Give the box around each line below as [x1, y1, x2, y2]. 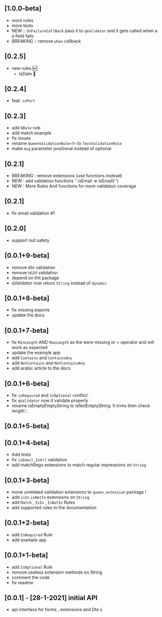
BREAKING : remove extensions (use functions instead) [11, 173, 123, 179]
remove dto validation [11, 264, 55, 270]
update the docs [11, 312, 45, 318]
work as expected [11, 345, 48, 350]
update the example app [11, 350, 61, 356]
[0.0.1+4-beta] [4, 438, 50, 447]
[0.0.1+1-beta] [4, 551, 48, 559]
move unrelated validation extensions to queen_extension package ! [11, 489, 146, 495]
